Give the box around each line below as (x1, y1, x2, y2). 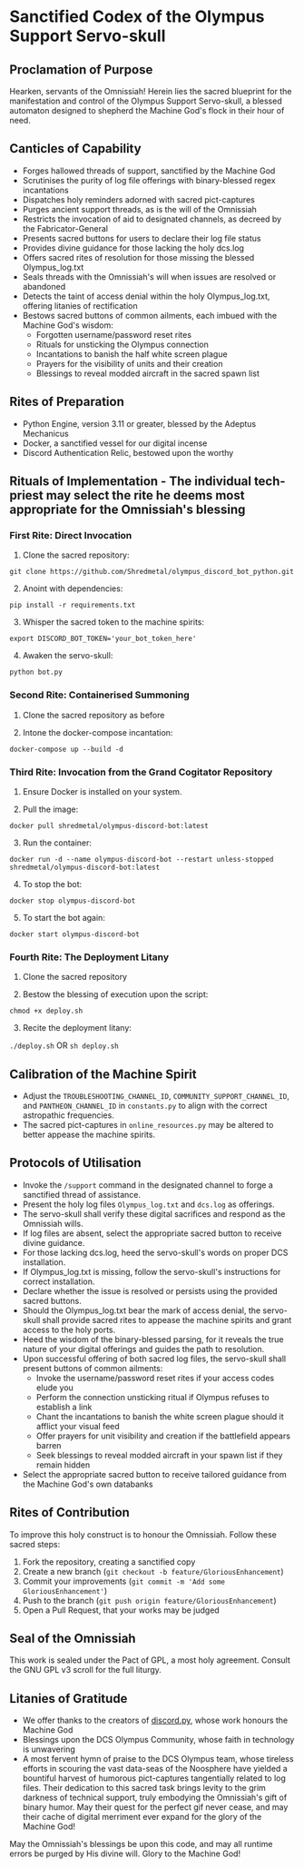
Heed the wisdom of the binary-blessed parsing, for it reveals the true (22, 1333, 284, 1345)
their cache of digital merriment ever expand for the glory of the (22, 1812, 262, 1823)
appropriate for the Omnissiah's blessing (9, 502, 246, 518)
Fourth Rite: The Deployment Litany (9, 951, 170, 964)
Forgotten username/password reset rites (35, 329, 192, 340)
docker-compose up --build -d (9, 745, 124, 754)
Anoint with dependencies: (22, 583, 123, 594)
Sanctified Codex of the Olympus (9, 6, 265, 27)
